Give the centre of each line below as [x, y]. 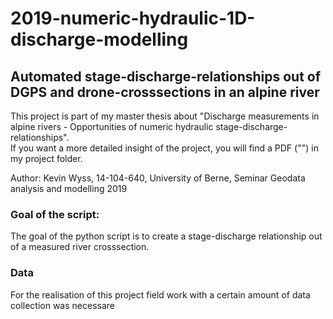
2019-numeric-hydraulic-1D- [133, 18]
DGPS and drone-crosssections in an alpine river [165, 92]
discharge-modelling [99, 39]
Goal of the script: [55, 214]
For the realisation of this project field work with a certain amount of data [160, 294]
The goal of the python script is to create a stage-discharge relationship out [166, 236]
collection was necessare [62, 305]
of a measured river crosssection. [80, 247]
